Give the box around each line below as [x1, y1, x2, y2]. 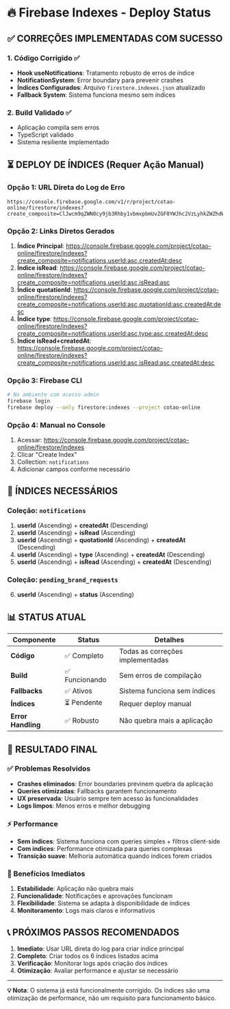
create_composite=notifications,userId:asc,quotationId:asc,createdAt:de [16, 300, 221, 308]
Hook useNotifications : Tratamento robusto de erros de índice [16, 69, 195, 77]
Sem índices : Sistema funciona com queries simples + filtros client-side [16, 837, 220, 846]
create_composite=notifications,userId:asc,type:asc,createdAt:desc [16, 330, 209, 338]
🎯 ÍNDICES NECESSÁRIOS [7, 485, 118, 497]
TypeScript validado [16, 131, 74, 139]
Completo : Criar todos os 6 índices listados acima [16, 952, 159, 960]
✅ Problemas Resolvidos [7, 764, 91, 773]
